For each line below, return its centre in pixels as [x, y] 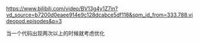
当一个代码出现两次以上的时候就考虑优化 [55, 33]
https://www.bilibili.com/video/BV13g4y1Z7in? [62, 9]
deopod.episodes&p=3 [34, 21]
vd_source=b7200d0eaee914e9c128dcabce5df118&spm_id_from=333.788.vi [99, 15]
